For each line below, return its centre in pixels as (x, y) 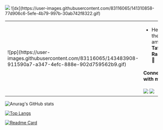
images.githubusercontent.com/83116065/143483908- (73, 58)
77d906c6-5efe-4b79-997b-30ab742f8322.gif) (53, 13)
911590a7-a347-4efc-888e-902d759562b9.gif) (67, 64)
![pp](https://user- (29, 52)
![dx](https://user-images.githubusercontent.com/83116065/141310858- (82, 8)
